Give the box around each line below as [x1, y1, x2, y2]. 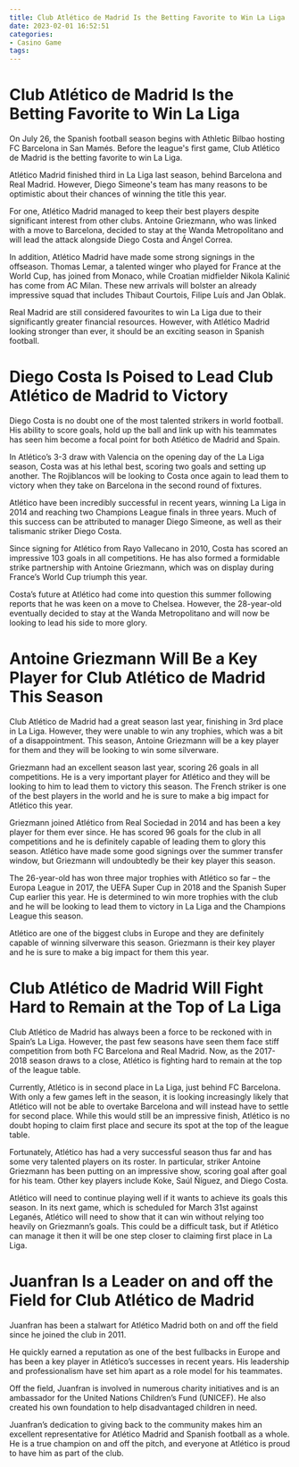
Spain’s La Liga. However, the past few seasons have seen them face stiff [9, 1035, 279, 1046]
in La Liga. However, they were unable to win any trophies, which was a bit [9, 725, 283, 736]
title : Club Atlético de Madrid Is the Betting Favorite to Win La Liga [9, 13, 286, 22]
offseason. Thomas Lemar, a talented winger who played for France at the [9, 261, 281, 272]
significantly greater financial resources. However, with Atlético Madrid [9, 316, 270, 327]
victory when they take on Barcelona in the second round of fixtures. [9, 480, 262, 490]
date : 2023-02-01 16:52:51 [9, 21, 110, 30]
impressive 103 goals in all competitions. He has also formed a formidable [9, 553, 280, 563]
